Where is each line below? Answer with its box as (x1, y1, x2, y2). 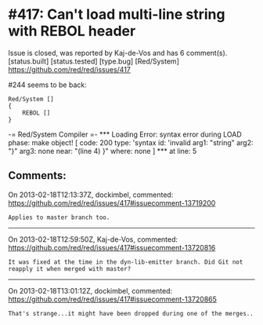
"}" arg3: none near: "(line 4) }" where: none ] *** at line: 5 (8, 146, 197, 155)
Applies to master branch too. (8, 214, 110, 221)
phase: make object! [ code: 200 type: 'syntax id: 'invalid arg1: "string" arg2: (8, 137, 254, 147)
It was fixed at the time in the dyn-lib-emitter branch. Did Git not (8, 257, 243, 266)
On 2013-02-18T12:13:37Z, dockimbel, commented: (8, 190, 174, 199)
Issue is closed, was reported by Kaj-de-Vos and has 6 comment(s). (8, 48, 228, 57)
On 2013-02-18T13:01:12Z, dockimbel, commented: (8, 286, 173, 295)
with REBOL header (8, 22, 136, 40)
